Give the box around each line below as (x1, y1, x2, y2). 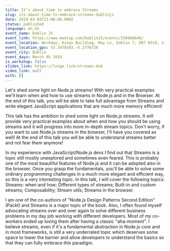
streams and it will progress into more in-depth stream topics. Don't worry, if (5, 123, 165, 129)
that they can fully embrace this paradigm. (5, 239, 94, 245)
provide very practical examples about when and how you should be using (5, 118, 160, 124)
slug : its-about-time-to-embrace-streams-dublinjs (5, 12, 114, 17)
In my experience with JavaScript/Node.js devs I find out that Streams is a (5, 149, 159, 156)
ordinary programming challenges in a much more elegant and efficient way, (5, 171, 164, 177)
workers (5, 218, 23, 224)
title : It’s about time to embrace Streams (5, 7, 99, 13)
